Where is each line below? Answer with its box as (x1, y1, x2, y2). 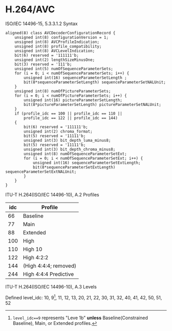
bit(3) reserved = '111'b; (14, 61, 72, 67)
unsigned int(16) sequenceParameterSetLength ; (24, 75, 127, 80)
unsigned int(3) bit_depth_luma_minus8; (24, 138, 111, 143)
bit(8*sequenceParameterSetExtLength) (32, 165, 116, 170)
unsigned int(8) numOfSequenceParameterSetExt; (24, 151, 127, 157)
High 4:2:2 (23, 254, 49, 261)
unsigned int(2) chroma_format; (24, 129, 93, 134)
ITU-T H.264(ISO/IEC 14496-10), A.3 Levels (5, 283, 97, 290)
